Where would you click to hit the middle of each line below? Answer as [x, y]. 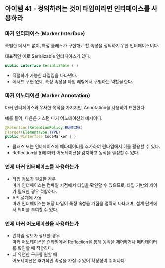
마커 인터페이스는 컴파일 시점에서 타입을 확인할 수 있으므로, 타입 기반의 [80, 185]
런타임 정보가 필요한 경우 [36, 236]
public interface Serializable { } [42, 65]
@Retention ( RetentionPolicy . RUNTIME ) [44, 127]
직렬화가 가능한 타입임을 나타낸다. [45, 75]
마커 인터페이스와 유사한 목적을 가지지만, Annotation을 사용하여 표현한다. [76, 107]
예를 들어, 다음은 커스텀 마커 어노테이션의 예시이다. [54, 118]
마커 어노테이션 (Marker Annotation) [48, 96]
